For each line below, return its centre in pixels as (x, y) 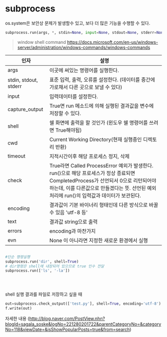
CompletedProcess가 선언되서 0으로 (91, 180)
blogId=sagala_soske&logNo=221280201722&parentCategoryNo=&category (83, 324)
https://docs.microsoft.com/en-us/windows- (112, 42)
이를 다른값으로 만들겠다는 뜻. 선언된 (106, 188)
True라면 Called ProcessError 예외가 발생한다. (101, 166)
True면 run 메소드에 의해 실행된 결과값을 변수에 (102, 106)
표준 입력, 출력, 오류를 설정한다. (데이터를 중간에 (102, 79)
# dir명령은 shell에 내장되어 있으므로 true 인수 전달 (55, 266)
